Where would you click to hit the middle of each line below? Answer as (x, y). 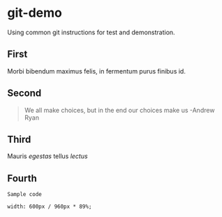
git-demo (35, 13)
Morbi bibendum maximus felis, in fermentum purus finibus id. (97, 71)
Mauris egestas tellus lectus (48, 156)
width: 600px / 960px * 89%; (50, 207)
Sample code (24, 195)
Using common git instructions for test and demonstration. (91, 32)
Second (24, 93)
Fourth (22, 178)
